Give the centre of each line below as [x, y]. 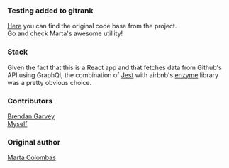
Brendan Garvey [31, 116]
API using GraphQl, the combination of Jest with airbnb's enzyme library [113, 75]
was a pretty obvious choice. [50, 82]
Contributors [30, 101]
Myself [17, 123]
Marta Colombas [32, 157]
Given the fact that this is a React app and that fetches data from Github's [114, 67]
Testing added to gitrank [50, 11]
